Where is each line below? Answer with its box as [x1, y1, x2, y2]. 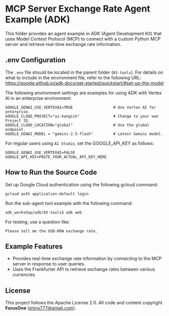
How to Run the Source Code [5, 168, 97, 177]
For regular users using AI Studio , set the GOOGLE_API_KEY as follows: [5, 140, 154, 146]
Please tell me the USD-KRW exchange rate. [5, 228, 98, 234]
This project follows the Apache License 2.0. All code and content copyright [5, 300, 162, 306]
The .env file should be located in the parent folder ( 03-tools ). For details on [5, 69, 163, 75]
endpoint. [5, 127, 26, 132]
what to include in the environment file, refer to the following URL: [5, 74, 142, 81]
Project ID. [5, 118, 30, 123]
